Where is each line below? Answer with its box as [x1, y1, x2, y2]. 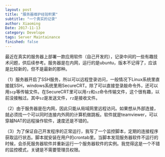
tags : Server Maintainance [5, 35, 60, 40]
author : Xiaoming [5, 21, 41, 26]
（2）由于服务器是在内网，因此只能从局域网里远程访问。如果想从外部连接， [5, 105, 159, 111]
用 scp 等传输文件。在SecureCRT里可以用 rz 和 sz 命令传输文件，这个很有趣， [5, 88, 156, 94]
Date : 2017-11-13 [5, 26, 41, 31]
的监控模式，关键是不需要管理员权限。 [5, 147, 82, 153]
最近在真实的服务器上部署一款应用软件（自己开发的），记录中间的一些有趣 [5, 53, 154, 59]
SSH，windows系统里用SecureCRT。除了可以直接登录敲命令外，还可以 [13, 82, 158, 88]
